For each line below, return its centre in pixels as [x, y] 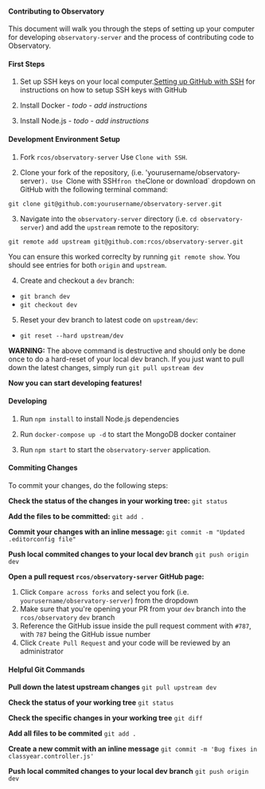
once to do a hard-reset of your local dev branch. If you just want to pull [126, 359]
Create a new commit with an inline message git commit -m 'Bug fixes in [132, 749]
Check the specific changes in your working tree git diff [105, 718]
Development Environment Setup [64, 139]
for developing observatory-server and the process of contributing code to [131, 37]
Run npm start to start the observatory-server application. [115, 449]
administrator [41, 651]
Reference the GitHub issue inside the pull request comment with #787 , [136, 626]
